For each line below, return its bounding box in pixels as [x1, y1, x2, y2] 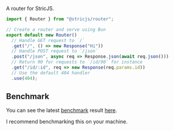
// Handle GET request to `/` [11, 37, 85, 43]
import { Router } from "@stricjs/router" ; [6, 16, 114, 22]
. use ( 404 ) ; [11, 75, 38, 81]
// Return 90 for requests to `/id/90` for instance [11, 59, 143, 65]
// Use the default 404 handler [11, 70, 91, 76]
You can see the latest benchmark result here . [6, 107, 117, 114]
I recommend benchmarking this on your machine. [6, 118, 128, 125]
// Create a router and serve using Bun [6, 26, 107, 33]
